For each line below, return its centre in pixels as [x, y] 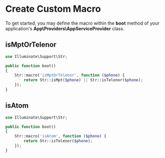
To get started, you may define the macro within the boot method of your [82, 23]
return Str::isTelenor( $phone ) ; [58, 141]
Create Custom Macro [53, 9]
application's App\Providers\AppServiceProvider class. [65, 28]
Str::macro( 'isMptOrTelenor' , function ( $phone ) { [70, 75]
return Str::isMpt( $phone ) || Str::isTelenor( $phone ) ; [84, 80]
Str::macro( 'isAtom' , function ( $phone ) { [60, 136]
